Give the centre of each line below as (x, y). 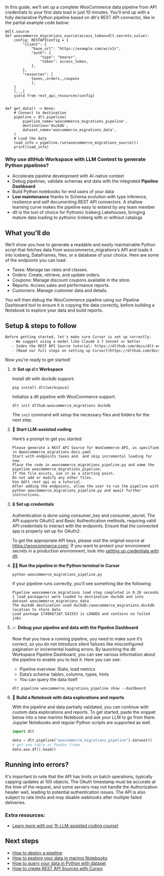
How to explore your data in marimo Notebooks (60, 858)
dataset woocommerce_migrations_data (51, 601)
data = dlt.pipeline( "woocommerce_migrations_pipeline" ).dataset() (82, 740)
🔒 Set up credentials (33, 504)
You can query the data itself (48, 680)
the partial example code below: (37, 22)
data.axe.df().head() (34, 749)
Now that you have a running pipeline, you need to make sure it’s (77, 639)
